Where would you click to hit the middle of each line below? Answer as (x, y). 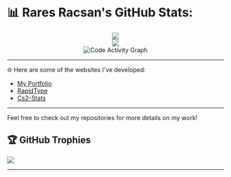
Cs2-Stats (31, 98)
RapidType (32, 91)
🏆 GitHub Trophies (49, 140)
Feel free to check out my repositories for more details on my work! (102, 117)
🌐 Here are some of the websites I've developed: (77, 69)
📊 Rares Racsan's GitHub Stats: (100, 13)
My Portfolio (34, 83)
